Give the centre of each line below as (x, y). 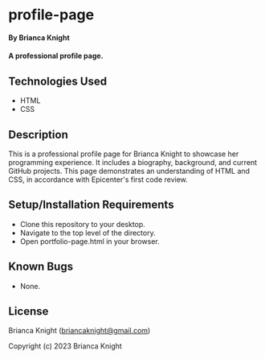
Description (38, 134)
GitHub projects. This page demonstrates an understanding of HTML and (129, 171)
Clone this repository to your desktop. (83, 224)
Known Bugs (41, 267)
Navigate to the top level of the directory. (88, 233)
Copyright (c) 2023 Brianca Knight (65, 346)
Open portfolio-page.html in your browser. (90, 241)
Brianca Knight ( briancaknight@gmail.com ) (79, 331)
